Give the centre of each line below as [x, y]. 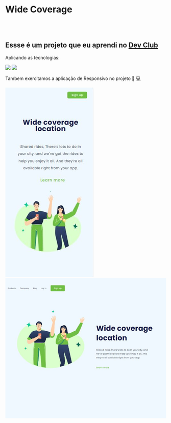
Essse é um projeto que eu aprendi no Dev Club [82, 45]
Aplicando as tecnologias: [32, 57]
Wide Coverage [39, 9]
